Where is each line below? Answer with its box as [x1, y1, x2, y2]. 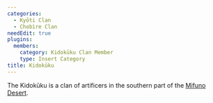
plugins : [7, 36, 33, 43]
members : [13, 42, 39, 49]
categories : [7, 10, 42, 17]
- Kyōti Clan [13, 17, 52, 24]
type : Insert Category [19, 56, 86, 63]
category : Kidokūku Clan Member [19, 49, 113, 56]
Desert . [7, 88, 29, 97]
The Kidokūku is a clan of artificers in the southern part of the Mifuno [7, 81, 206, 89]
